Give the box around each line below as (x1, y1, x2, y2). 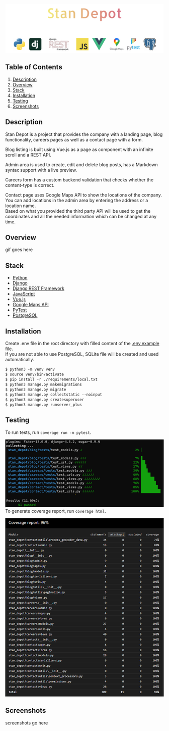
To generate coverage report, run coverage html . (5, 508, 106, 514)
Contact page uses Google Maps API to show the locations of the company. (5, 191, 162, 198)
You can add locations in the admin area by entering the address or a (5, 197, 148, 203)
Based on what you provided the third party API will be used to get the (5, 208, 151, 214)
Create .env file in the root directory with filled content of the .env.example (5, 340, 159, 347)
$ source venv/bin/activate (5, 372, 64, 377)
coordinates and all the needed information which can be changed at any (5, 213, 157, 219)
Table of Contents (5, 63, 63, 72)
